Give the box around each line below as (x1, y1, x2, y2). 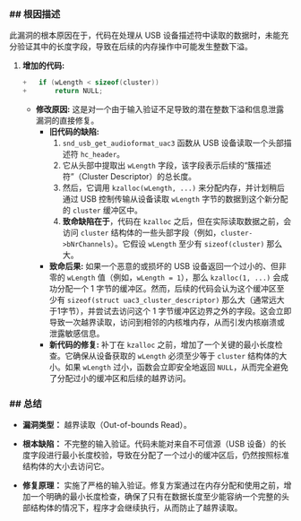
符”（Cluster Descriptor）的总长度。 (62, 171, 197, 182)
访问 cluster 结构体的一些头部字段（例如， (62, 227, 221, 239)
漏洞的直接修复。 (35, 115, 99, 126)
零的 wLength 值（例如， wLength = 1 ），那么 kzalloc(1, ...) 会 (48, 272, 281, 283)
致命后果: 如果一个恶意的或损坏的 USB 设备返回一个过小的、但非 (48, 261, 287, 272)
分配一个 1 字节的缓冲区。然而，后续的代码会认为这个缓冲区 (56, 283, 277, 294)
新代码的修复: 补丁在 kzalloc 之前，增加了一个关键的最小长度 (48, 339, 276, 351)
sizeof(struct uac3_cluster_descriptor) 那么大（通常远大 (66, 294, 285, 306)
